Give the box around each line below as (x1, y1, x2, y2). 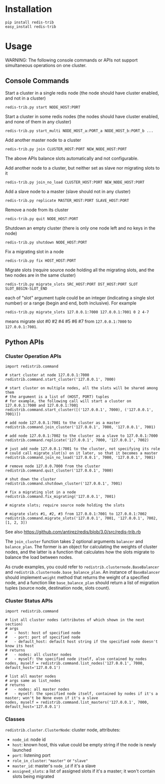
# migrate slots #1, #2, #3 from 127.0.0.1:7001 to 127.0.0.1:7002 (5, 512, 147, 517)
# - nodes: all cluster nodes (5, 652, 72, 657)
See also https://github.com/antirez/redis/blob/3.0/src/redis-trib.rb (5, 529, 141, 535)
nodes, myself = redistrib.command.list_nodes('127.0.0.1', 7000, (5, 661, 145, 665)
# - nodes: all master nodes (5, 687, 70, 692)
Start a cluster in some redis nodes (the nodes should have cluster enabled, (5, 113, 159, 120)
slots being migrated (12, 773, 54, 779)
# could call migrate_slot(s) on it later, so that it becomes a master (5, 451, 158, 456)
